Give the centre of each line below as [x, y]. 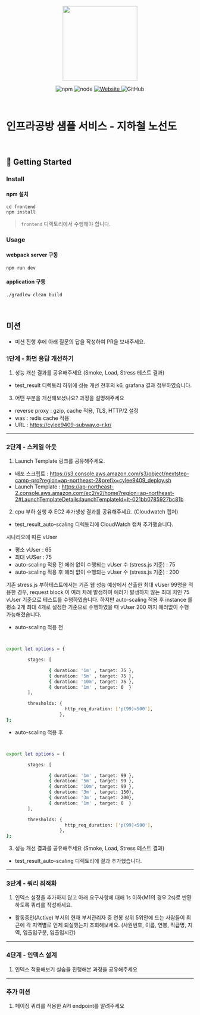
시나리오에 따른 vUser [32, 537]
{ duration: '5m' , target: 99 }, [91, 781]
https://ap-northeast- [88, 487]
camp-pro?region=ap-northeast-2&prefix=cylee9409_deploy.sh [93, 481]
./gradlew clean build [34, 295]
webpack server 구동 [32, 255]
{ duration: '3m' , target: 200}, [91, 798]
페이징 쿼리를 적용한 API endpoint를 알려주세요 [70, 1006]
